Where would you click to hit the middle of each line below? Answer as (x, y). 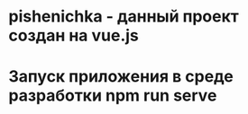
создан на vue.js (73, 35)
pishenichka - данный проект (124, 17)
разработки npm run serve (113, 96)
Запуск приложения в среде (121, 77)
